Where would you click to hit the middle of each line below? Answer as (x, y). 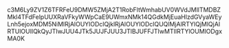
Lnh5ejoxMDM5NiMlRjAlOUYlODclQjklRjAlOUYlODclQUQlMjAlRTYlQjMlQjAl (114, 24)
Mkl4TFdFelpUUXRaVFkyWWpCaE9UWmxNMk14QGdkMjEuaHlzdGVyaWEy (115, 17)
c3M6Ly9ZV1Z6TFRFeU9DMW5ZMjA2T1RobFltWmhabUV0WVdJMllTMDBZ (114, 10)
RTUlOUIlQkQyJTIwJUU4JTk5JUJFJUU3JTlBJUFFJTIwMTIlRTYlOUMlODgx (115, 31)
